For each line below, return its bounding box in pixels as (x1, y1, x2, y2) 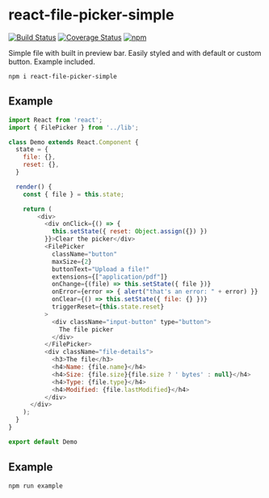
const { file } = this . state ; (23, 190, 125, 198)
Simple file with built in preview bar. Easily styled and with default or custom (8, 48, 262, 57)
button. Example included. (8, 57, 95, 66)
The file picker (59, 326, 114, 334)
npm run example (8, 482, 63, 490)
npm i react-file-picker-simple (8, 72, 117, 80)
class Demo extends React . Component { (8, 138, 139, 147)
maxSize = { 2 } (51, 258, 92, 266)
